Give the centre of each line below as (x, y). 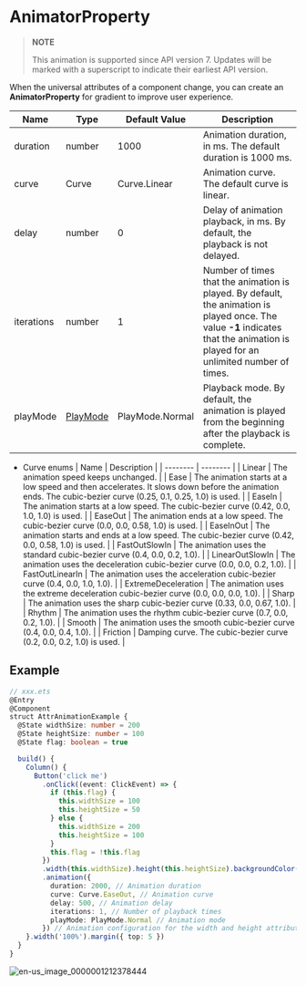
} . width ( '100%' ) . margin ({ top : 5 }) (96, 937)
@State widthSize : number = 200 (79, 726)
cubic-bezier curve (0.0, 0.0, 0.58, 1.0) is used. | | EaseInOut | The (146, 525)
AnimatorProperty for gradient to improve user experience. (122, 97)
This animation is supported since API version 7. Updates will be (152, 59)
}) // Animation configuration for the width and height (152, 929)
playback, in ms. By (245, 221)
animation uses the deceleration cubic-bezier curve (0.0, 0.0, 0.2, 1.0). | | (159, 564)
